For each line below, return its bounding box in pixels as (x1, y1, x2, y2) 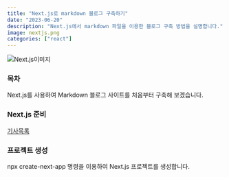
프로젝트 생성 (7, 145, 48, 155)
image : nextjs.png (7, 29, 60, 36)
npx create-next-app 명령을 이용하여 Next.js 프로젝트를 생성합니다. (7, 163, 190, 171)
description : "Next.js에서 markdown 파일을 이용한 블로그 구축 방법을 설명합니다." (7, 23, 223, 29)
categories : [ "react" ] (7, 36, 72, 43)
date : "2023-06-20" (7, 16, 63, 23)
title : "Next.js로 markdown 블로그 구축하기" (7, 10, 129, 17)
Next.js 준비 (7, 110, 47, 119)
